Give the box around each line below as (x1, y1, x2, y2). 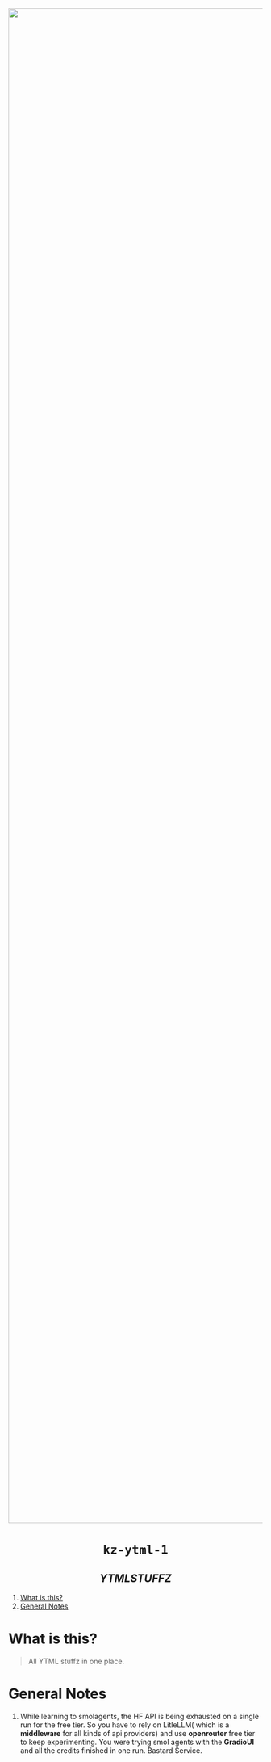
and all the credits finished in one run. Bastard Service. (19, 1745, 203, 1756)
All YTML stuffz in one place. (27, 1656, 125, 1666)
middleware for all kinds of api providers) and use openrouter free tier (19, 1728, 256, 1738)
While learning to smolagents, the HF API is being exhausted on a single (19, 1711, 260, 1721)
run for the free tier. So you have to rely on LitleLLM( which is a (19, 1720, 230, 1730)
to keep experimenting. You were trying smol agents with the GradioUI (19, 1737, 255, 1747)
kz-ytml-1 (102, 1542, 169, 1558)
